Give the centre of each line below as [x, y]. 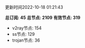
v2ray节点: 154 [27, 28]
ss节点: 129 [23, 34]
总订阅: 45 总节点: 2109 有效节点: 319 [43, 18]
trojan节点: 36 [26, 40]
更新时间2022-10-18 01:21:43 [34, 7]
